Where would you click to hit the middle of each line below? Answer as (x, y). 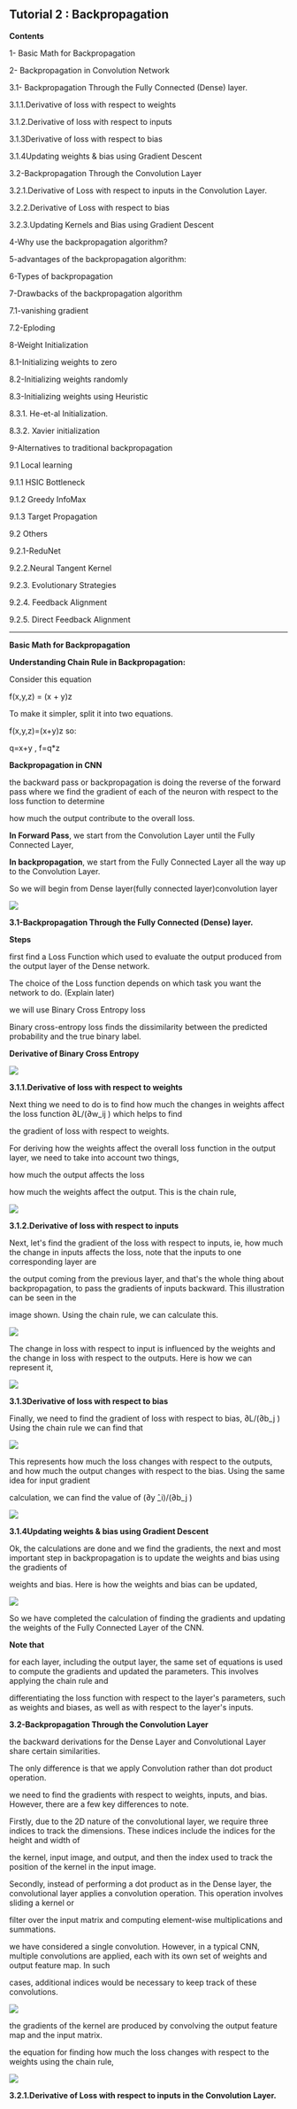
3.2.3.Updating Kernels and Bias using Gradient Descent (112, 224)
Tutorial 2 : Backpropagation (89, 15)
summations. (33, 1929)
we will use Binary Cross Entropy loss (77, 1010)
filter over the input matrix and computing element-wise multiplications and (146, 1919)
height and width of (45, 1840)
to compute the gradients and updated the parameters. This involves (134, 1671)
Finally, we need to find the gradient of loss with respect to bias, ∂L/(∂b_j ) (145, 1418)
